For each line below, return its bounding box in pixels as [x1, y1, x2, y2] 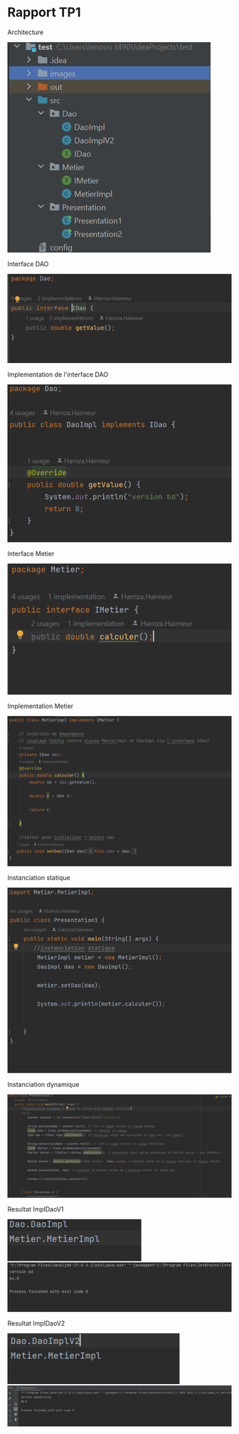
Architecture [7, 28, 44, 36]
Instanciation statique [7, 873, 70, 881]
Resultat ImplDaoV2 [7, 1318, 65, 1327]
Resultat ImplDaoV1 [7, 1205, 64, 1214]
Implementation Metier [7, 702, 74, 710]
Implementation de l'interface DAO [7, 370, 109, 379]
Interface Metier [7, 550, 55, 558]
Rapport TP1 [7, 4, 81, 21]
